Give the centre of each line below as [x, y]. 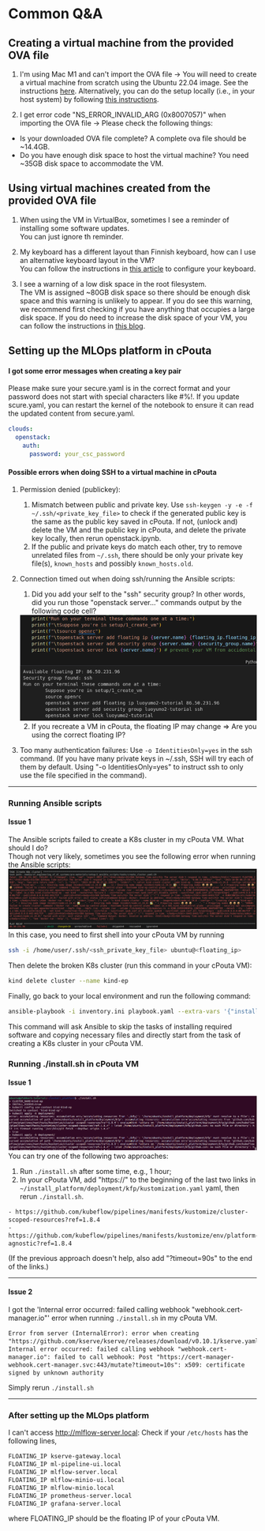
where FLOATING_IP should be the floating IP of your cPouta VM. [114, 1518]
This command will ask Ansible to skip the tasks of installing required [120, 1026]
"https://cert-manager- [196, 1357]
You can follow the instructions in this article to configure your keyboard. [138, 269]
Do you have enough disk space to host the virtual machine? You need [134, 155]
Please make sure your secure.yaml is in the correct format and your [119, 389]
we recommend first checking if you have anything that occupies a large [137, 309]
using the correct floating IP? [78, 735]
